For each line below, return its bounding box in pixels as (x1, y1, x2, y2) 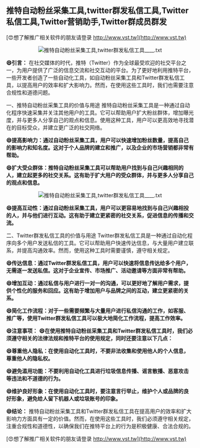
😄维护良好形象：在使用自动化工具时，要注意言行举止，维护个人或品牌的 (6, 387, 184, 394)
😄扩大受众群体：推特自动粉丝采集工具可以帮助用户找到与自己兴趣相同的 (6, 164, 184, 171)
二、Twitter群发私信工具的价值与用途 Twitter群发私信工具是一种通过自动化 (6, 232, 187, 239)
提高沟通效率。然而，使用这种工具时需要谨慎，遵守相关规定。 (21, 247, 173, 254)
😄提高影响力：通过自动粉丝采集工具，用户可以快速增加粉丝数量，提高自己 (6, 136, 189, 144)
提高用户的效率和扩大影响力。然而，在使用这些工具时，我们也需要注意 (21, 81, 194, 88)
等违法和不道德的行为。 (6, 375, 64, 382)
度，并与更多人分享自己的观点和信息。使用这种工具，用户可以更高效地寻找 (6, 116, 189, 123)
